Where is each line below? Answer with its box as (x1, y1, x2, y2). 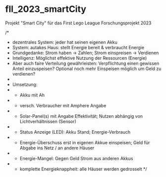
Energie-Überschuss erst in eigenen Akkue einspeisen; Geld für (19, 139, 150, 145)
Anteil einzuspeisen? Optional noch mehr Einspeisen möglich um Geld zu (12, 66, 162, 72)
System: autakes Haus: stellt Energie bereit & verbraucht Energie (12, 44, 145, 50)
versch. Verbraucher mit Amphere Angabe (19, 102, 107, 108)
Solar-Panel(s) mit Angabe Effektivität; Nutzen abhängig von (19, 113, 143, 119)
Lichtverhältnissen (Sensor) (19, 118, 77, 124)
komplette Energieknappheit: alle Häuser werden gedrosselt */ (19, 166, 147, 172)
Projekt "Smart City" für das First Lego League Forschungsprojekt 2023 (5, 20, 152, 26)
